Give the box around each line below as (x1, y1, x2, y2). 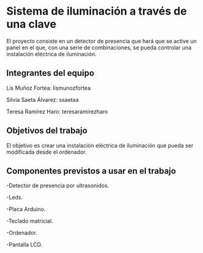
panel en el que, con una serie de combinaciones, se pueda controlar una (6, 44, 191, 51)
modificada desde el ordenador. (6, 148, 87, 155)
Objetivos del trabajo (6, 126, 87, 136)
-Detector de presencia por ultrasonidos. (6, 182, 109, 190)
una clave (6, 17, 57, 31)
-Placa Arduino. (6, 205, 46, 213)
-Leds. (6, 194, 23, 201)
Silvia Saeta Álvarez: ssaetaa (6, 96, 79, 103)
